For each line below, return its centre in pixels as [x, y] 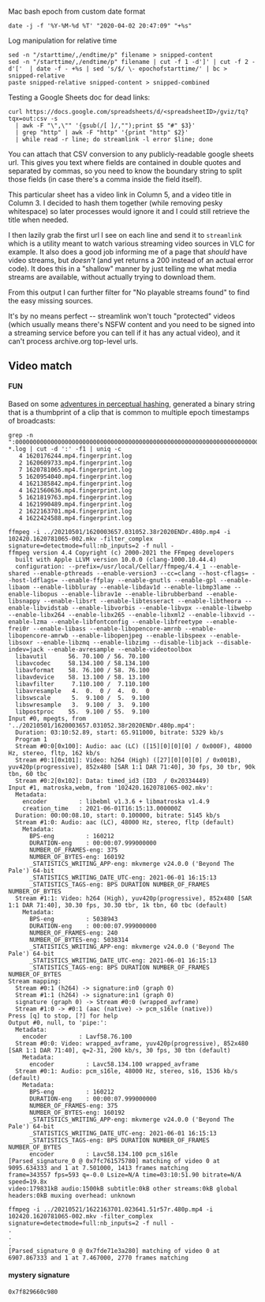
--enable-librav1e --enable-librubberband [132, 594]
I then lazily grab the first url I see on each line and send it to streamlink [125, 235]
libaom [19, 587]
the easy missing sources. [50, 301]
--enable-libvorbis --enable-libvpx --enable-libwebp [162, 608]
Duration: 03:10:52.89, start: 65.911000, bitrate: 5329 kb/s [119, 732]
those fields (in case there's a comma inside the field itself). [105, 179]
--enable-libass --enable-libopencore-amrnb [107, 628]
